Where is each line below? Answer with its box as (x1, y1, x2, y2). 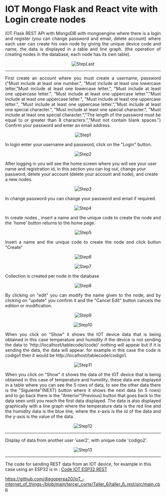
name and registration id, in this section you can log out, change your (5, 166, 146, 171)
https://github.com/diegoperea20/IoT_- (5, 476, 85, 482)
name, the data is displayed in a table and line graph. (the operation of (5, 46, 161, 52)
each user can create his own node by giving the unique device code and (5, 41, 161, 46)
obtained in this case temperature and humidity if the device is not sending (5, 336, 161, 342)
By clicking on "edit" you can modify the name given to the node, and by (5, 292, 161, 298)
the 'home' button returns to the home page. (5, 220, 95, 226)
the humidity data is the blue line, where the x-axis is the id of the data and (5, 408, 161, 414)
